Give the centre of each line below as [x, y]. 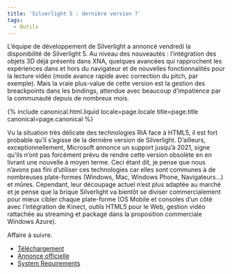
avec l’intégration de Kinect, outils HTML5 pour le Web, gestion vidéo [107, 207]
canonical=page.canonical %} [50, 119]
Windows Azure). [32, 222]
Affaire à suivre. [30, 235]
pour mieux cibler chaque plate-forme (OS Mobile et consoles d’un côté [110, 199]
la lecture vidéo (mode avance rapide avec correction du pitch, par [103, 76]
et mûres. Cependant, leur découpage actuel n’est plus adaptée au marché [114, 185]
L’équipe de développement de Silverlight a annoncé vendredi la [99, 47]
